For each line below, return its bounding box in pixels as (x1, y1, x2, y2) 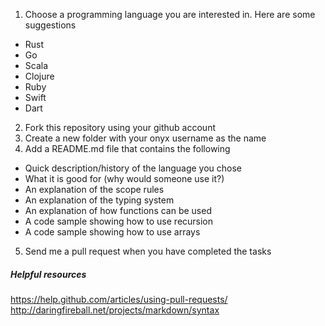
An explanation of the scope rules (24, 184, 165, 195)
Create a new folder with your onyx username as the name (24, 132, 267, 144)
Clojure (24, 70, 55, 82)
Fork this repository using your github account (24, 122, 217, 133)
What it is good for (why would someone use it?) (24, 173, 225, 184)
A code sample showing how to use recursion (24, 215, 214, 227)
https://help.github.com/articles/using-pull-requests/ (10, 293, 228, 305)
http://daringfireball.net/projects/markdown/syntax (10, 304, 220, 316)
